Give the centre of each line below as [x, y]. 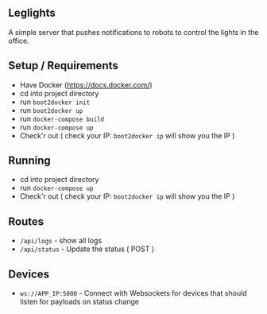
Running [30, 161]
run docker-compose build [62, 118]
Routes [26, 221]
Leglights [32, 13]
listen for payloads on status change [79, 302]
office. [19, 41]
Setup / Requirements [64, 66]
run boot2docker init [55, 102]
